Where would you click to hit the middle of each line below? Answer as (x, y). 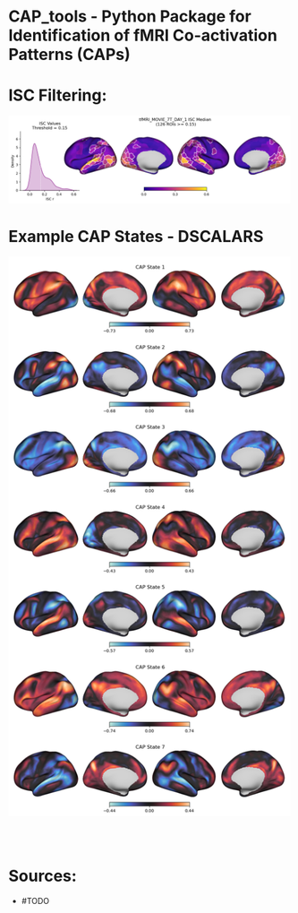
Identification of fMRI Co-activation (143, 35)
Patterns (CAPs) (69, 55)
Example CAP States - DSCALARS (136, 236)
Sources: (43, 876)
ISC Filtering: (58, 95)
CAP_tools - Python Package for (130, 17)
